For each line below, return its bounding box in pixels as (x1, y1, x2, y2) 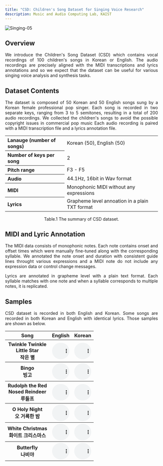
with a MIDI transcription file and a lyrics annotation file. (5, 125, 116, 131)
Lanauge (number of (7, 137, 56, 144)
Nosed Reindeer (8, 388, 47, 395)
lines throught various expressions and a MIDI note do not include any (5, 259, 158, 264)
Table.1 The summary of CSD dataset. (44, 216, 119, 222)
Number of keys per (7, 152, 55, 158)
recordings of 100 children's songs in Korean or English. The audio (5, 57, 158, 63)
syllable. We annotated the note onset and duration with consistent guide (5, 253, 158, 259)
